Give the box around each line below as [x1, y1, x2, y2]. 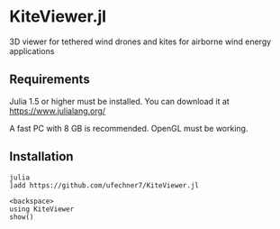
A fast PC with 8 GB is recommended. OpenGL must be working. [9, 123, 248, 133]
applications [9, 45, 55, 56]
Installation [9, 149, 74, 164]
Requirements [9, 72, 90, 87]
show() [9, 212, 34, 222]
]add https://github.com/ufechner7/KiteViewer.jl [9, 180, 200, 190]
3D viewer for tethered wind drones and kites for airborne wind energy [9, 36, 272, 47]
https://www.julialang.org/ [9, 105, 106, 116]
